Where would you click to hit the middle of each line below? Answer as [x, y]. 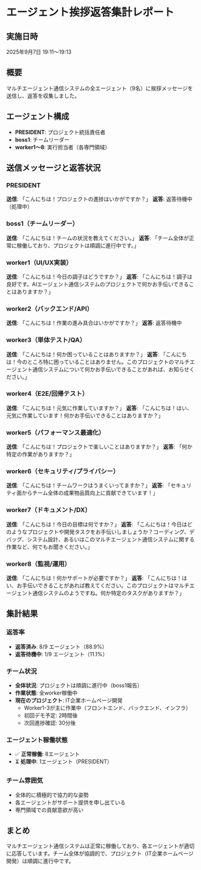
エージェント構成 [38, 117]
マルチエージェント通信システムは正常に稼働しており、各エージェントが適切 [100, 846]
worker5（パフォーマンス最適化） [55, 432]
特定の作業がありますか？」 [40, 455]
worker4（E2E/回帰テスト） [47, 394]
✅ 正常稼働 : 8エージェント [47, 754]
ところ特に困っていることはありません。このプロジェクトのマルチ [108, 361]
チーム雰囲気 [25, 781]
